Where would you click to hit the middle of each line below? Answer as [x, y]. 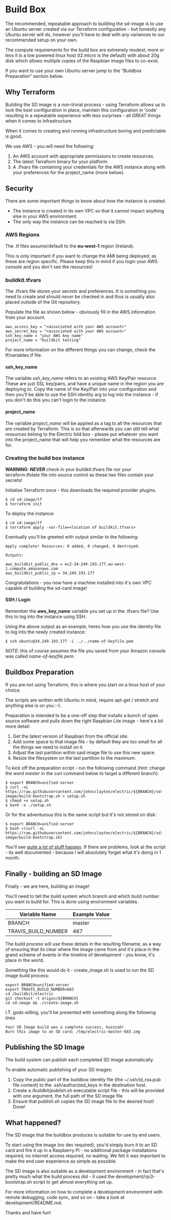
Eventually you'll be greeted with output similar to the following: [72, 537]
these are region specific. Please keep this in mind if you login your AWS [81, 261]
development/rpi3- [136, 1176]
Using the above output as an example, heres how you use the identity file [83, 627]
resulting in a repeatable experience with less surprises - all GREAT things [83, 115]
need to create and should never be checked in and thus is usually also [80, 297]
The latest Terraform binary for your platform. [60, 161]
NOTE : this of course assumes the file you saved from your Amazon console [86, 651]
